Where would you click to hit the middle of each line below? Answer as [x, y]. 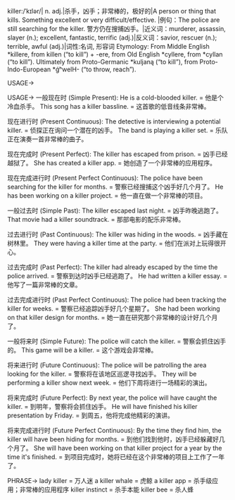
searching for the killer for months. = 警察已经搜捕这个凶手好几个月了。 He [115, 187]
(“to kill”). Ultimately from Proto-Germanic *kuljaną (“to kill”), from [103, 62]
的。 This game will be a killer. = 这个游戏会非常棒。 [82, 350]
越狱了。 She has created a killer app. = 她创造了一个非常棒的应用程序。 [112, 163]
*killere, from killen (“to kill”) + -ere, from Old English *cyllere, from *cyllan [115, 54]
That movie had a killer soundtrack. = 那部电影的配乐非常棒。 [96, 219]
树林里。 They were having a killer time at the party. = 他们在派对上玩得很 [114, 243]
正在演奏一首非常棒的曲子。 [47, 139]
